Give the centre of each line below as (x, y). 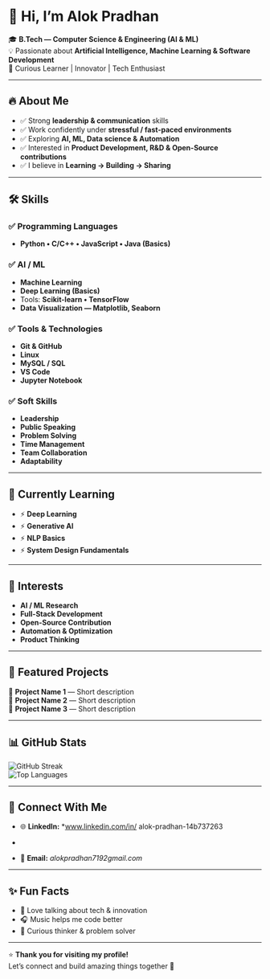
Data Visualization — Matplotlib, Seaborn (90, 308)
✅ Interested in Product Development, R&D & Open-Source (119, 147)
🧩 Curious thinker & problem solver (78, 931)
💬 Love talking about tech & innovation (84, 911)
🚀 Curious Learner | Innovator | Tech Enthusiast (87, 68)
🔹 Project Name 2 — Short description (72, 700)
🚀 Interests (36, 586)
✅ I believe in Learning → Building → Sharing (95, 165)
